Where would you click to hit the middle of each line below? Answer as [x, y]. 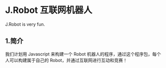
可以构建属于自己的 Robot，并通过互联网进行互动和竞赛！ [68, 60]
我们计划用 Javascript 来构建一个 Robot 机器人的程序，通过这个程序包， [79, 54]
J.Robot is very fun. [25, 24]
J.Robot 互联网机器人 [49, 10]
